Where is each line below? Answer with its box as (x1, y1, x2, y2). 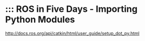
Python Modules (5, 14, 75, 25)
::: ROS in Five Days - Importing (5, 3, 137, 15)
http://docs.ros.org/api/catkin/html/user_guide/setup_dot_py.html (5, 30, 140, 36)
